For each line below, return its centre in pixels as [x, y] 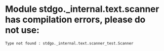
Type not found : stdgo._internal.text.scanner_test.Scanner [69, 43]
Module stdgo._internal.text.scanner [82, 9]
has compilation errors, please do [75, 20]
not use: [22, 30]
